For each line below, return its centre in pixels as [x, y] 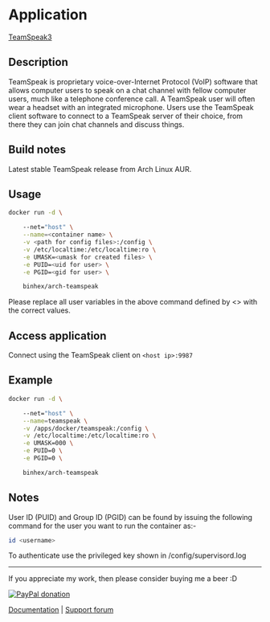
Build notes [37, 150]
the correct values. [39, 310]
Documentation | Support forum [61, 610]
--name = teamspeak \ [55, 421]
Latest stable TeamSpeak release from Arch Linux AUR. [100, 169]
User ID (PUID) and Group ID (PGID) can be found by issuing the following [131, 517]
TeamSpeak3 [30, 37]
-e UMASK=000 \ [48, 444]
